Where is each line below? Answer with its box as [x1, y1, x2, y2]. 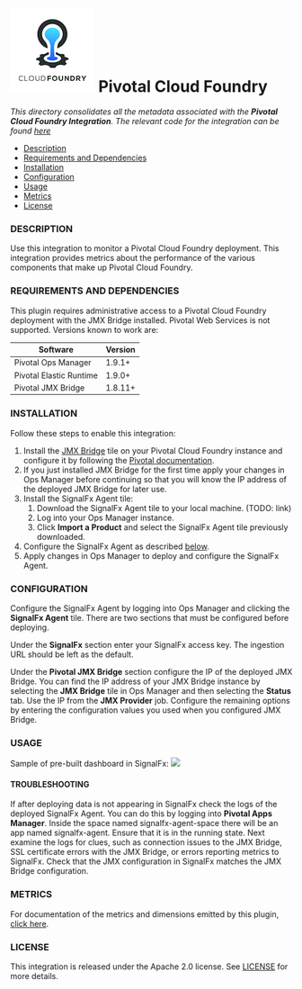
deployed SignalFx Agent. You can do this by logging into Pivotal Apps [10, 808, 273, 819]
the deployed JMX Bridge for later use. [22, 483, 167, 494]
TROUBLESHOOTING [10, 778, 90, 789]
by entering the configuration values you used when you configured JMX [10, 705, 281, 715]
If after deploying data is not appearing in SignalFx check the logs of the [10, 799, 278, 810]
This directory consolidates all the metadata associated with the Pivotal [10, 106, 278, 117]
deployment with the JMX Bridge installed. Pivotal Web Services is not [10, 314, 271, 326]
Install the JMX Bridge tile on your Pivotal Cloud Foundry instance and [22, 445, 283, 456]
